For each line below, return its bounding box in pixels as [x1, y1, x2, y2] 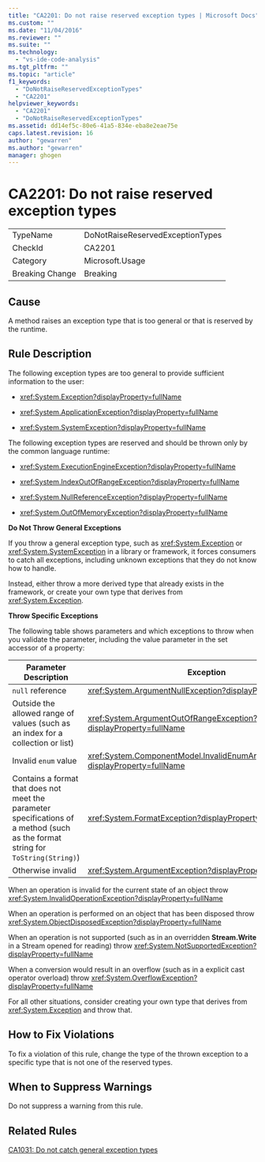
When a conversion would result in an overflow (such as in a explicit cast [8, 964, 245, 974]
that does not [12, 783, 62, 794]
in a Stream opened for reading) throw [8, 941, 132, 950]
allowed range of [12, 707, 75, 719]
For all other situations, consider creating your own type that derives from [8, 997, 248, 1006]
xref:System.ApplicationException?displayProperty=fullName [19, 407, 218, 417]
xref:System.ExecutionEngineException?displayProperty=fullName [19, 462, 237, 471]
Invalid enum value [12, 755, 77, 766]
